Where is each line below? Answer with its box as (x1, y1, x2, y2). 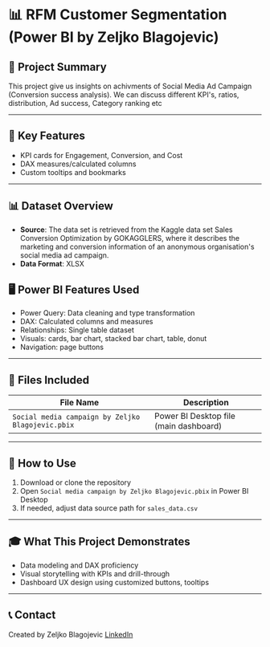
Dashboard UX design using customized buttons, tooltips (19, 577, 210, 587)
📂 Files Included (8, 373, 90, 387)
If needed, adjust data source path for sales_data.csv (19, 503, 198, 513)
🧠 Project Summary (8, 60, 107, 74)
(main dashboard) (153, 421, 223, 432)
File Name (59, 397, 100, 409)
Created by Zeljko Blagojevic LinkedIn (8, 629, 133, 639)
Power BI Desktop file (153, 410, 235, 421)
